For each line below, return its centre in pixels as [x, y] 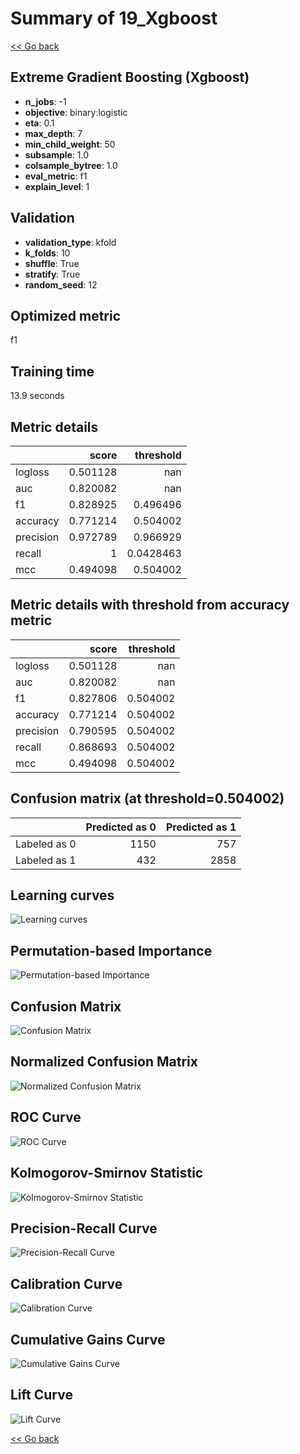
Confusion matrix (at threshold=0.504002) [147, 798]
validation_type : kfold [70, 242]
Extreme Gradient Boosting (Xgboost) [130, 77]
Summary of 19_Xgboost [114, 18]
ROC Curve [46, 1117]
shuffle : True [52, 263]
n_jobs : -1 [45, 101]
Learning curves [62, 895]
